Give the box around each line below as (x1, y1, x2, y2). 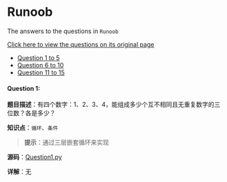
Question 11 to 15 (17, 68, 66, 77)
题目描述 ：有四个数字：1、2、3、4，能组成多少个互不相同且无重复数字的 (7, 101, 215, 109)
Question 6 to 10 (17, 61, 64, 69)
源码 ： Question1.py (7, 153, 62, 161)
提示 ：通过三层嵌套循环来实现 (23, 139, 109, 147)
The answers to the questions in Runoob (7, 27, 119, 35)
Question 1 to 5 (17, 53, 60, 62)
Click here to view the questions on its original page (7, 40, 155, 48)
